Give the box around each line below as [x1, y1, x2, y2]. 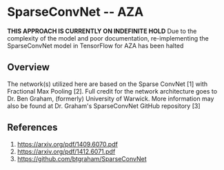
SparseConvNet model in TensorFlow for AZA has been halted [7, 41, 184, 50]
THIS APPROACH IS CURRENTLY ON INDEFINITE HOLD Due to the [7, 27, 197, 35]
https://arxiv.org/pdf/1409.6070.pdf [17, 140, 119, 148]
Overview [7, 61, 50, 73]
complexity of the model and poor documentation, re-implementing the [7, 34, 209, 42]
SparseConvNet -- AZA [7, 4, 144, 20]
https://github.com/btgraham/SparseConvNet [17, 154, 147, 162]
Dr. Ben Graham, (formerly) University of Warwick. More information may [7, 94, 214, 103]
